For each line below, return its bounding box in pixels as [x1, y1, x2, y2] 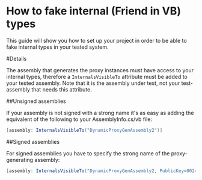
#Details [6, 55, 27, 62]
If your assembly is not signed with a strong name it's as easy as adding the [6, 109, 194, 116]
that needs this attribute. [31, 85, 92, 93]
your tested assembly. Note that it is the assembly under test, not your [6, 79, 180, 87]
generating [6, 156, 34, 163]
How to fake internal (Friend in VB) [6, 4, 182, 18]
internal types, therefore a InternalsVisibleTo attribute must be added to [6, 73, 188, 80]
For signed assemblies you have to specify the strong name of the [6, 149, 170, 157]
